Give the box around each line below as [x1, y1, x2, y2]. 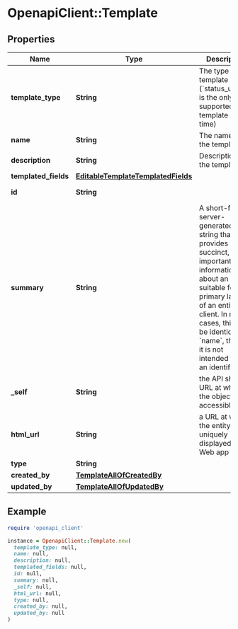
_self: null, [13, 583, 52, 590]
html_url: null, [13, 589, 62, 597]
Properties [7, 33, 55, 45]
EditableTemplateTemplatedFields [75, 171, 193, 181]
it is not [199, 345, 224, 354]
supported [199, 101, 234, 111]
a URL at [199, 412, 228, 422]
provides [199, 238, 229, 248]
